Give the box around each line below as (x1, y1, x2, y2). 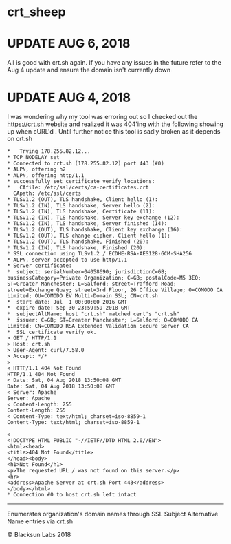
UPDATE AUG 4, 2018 (7, 90, 131, 105)
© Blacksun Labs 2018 (7, 531, 71, 539)
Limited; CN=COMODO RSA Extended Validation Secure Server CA (7, 323, 189, 330)
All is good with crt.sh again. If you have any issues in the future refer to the (7, 59, 221, 67)
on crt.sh (7, 135, 33, 143)
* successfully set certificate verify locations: (7, 178, 155, 185)
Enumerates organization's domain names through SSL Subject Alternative (7, 510, 219, 519)
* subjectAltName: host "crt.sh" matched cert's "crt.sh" (7, 311, 180, 317)
